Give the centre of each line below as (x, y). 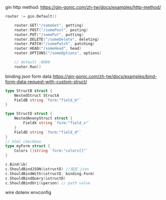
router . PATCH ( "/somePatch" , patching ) (54, 44)
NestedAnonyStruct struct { (43, 118)
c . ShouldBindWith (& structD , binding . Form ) (50, 174)
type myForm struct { (28, 146)
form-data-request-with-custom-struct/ (46, 81)
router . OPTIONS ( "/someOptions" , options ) (58, 53)
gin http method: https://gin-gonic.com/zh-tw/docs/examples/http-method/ (83, 7)
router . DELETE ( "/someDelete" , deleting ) (57, 39)
